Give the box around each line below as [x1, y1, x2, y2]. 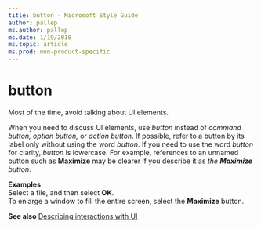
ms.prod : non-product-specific [8, 48, 111, 56]
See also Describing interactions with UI [8, 211, 138, 220]
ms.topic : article [8, 41, 68, 49]
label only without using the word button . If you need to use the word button [8, 139, 254, 149]
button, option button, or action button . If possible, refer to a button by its [8, 131, 245, 140]
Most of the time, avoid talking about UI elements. [8, 107, 169, 117]
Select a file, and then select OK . [8, 187, 114, 197]
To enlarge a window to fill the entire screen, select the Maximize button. [8, 196, 245, 205]
